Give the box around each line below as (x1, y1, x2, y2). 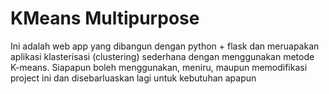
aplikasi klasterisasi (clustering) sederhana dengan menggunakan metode (10, 50, 315, 62)
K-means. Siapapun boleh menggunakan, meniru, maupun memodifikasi (10, 61, 308, 73)
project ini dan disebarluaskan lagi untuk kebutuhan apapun (10, 72, 257, 84)
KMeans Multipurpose (10, 7, 200, 30)
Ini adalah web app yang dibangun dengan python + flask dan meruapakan (10, 40, 320, 52)
